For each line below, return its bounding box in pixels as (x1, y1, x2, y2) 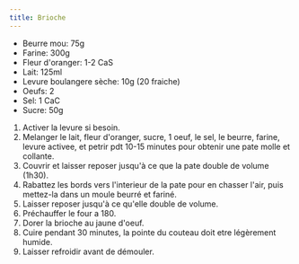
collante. (22, 150, 55, 162)
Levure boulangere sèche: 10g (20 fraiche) (22, 75, 181, 86)
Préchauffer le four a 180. (22, 207, 117, 218)
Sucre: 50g (22, 104, 64, 115)
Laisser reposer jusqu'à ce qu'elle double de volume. (22, 198, 219, 209)
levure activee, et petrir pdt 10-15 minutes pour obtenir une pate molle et (22, 141, 290, 152)
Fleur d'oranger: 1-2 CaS (22, 57, 114, 67)
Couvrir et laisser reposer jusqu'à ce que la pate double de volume (22, 160, 269, 171)
